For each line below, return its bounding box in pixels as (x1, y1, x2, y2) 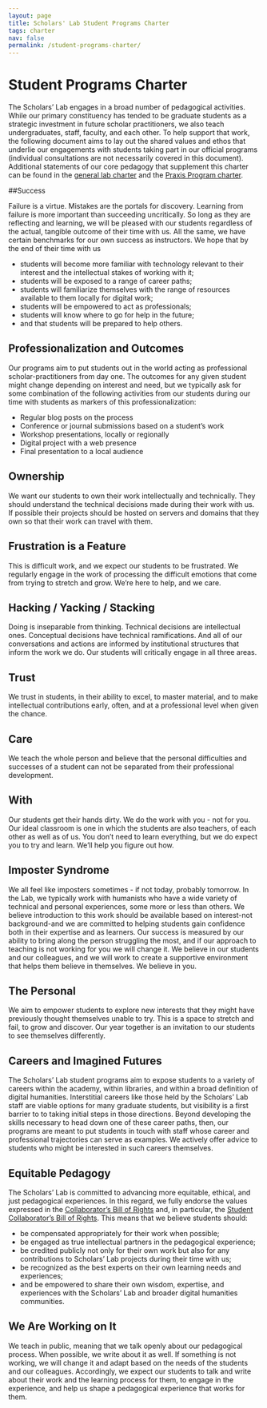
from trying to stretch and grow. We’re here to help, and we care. (8, 577, 221, 588)
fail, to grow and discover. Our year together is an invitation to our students (8, 1023, 256, 1032)
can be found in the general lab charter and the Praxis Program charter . (8, 170, 244, 180)
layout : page (8, 11, 52, 20)
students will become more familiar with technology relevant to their (19, 259, 244, 269)
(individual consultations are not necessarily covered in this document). (8, 154, 244, 163)
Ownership (8, 469, 65, 484)
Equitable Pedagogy (8, 1167, 111, 1180)
